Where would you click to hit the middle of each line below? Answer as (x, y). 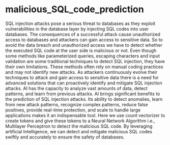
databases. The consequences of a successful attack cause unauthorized (83, 34)
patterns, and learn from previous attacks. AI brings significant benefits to (83, 94)
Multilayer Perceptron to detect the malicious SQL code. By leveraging (79, 126)
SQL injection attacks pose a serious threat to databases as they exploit (80, 23)
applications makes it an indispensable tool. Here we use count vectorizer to (85, 115)
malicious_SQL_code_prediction (75, 9)
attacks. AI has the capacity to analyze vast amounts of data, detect (76, 88)
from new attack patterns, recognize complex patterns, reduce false (77, 104)
